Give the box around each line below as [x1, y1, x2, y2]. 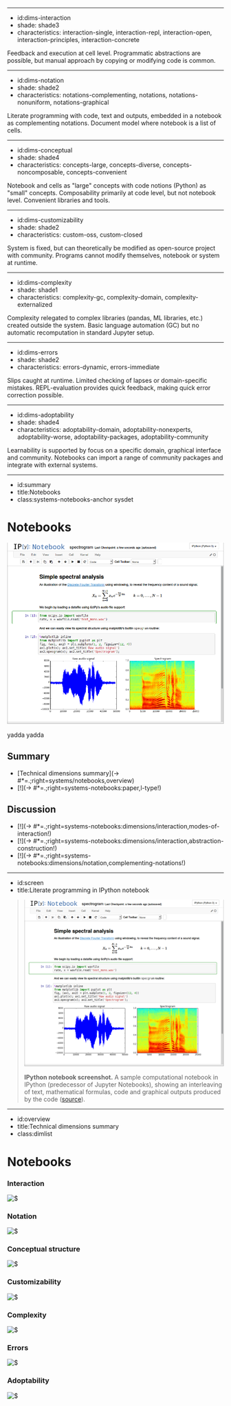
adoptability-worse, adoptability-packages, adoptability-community [16, 433, 208, 441]
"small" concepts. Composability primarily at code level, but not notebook [7, 189, 217, 197]
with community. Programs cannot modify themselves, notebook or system [7, 251, 220, 259]
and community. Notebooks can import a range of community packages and [7, 453, 223, 462]
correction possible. [7, 391, 64, 399]
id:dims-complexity [16, 279, 72, 286]
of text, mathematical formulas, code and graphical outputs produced [23, 1088, 221, 1096]
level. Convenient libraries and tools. [7, 196, 110, 204]
